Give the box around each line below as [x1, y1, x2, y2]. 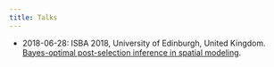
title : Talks [9, 13, 58, 22]
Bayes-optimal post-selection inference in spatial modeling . [21, 46, 242, 58]
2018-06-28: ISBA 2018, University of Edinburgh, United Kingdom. [21, 38, 266, 48]
